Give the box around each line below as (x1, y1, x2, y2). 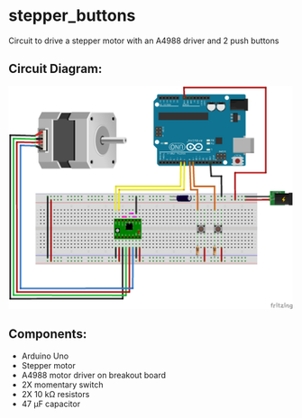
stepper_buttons (8, 5, 136, 26)
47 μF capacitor (21, 398, 81, 409)
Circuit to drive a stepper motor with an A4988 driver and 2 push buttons (8, 35, 279, 46)
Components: (8, 326, 87, 342)
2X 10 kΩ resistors (21, 388, 90, 399)
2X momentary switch (21, 379, 104, 390)
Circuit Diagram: (8, 61, 103, 77)
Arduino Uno (21, 350, 69, 361)
